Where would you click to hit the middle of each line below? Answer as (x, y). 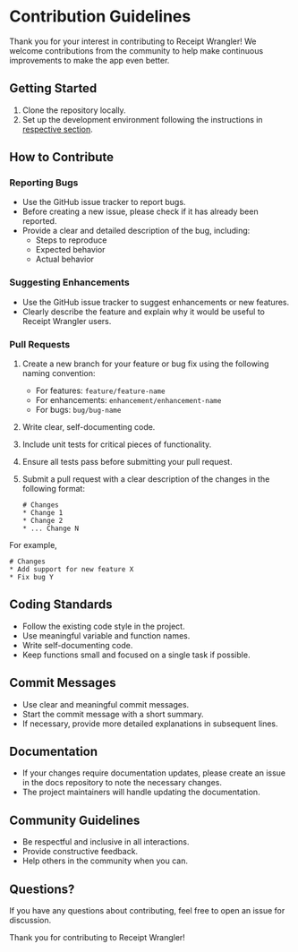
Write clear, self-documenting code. (89, 427)
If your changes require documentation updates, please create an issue (154, 773)
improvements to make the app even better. (89, 60)
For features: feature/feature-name (100, 390)
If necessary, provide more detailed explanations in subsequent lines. (150, 724)
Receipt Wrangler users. (67, 321)
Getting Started (53, 88)
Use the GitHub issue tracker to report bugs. (104, 202)
